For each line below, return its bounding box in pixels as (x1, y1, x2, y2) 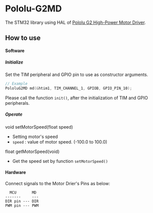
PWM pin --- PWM (5, 203, 39, 208)
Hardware (5, 169, 26, 175)
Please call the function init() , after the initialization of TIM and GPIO (5, 95, 148, 101)
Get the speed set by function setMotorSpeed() (12, 158, 108, 164)
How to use (5, 34, 41, 42)
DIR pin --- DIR (5, 199, 39, 204)
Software (5, 48, 25, 54)
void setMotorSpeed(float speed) (5, 124, 74, 130)
